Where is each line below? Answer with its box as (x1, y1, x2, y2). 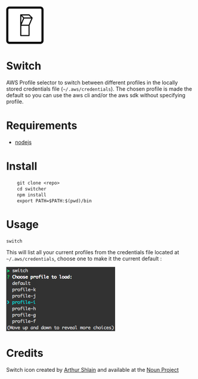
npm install (17, 192, 47, 198)
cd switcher (17, 186, 47, 192)
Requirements (6, 119, 78, 133)
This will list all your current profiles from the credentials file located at (6, 248, 180, 255)
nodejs (14, 138, 32, 146)
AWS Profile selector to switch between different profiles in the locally (6, 79, 178, 86)
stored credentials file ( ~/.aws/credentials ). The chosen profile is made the (6, 85, 193, 93)
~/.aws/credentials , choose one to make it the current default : (6, 255, 162, 262)
